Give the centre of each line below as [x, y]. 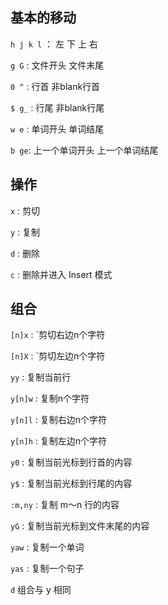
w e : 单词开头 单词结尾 [57, 129]
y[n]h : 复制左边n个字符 [58, 441]
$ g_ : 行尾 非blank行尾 [57, 107]
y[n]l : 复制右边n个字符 [58, 420]
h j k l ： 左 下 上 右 [54, 44]
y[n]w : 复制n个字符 [50, 399]
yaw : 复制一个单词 [47, 547]
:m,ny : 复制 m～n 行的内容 [65, 505]
